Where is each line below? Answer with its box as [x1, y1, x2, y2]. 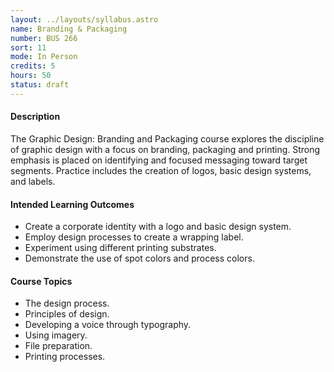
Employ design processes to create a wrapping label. [24, 231, 244, 243]
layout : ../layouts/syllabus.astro [10, 14, 159, 25]
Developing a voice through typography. [24, 319, 192, 331]
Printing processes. [24, 351, 106, 363]
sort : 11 [10, 42, 47, 53]
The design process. [24, 297, 110, 310]
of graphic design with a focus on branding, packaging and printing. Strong [10, 143, 321, 155]
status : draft [10, 80, 70, 90]
